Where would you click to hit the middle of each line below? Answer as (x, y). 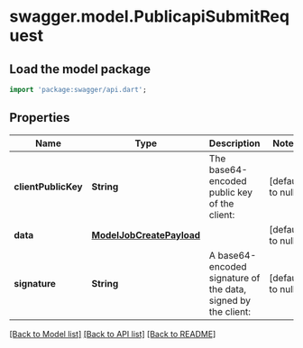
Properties (40, 118)
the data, (228, 288)
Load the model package (80, 69)
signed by (230, 300)
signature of (234, 278)
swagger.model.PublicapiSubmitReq (150, 17)
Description (234, 143)
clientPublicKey (48, 187)
